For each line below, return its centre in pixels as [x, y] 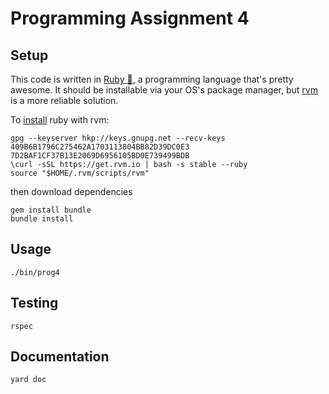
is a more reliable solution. [64, 100]
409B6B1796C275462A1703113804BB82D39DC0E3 [100, 147]
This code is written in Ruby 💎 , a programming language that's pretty [152, 79]
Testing [34, 303]
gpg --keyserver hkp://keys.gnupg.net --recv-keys [118, 138]
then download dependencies [71, 191]
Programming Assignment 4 [130, 18]
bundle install [42, 219]
